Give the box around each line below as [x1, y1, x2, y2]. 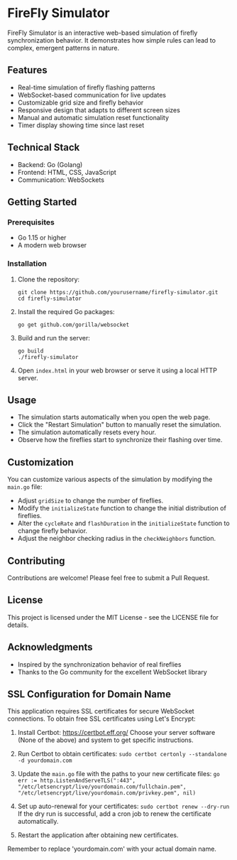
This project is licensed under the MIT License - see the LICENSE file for [7, 613, 219, 621]
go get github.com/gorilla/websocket [17, 321, 130, 328]
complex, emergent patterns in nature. [7, 43, 119, 52]
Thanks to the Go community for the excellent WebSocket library [17, 667, 207, 676]
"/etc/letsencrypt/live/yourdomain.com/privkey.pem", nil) [17, 790, 197, 797]
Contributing [7, 554, 65, 566]
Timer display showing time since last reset [17, 121, 145, 129]
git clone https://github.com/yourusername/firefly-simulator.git [17, 289, 219, 296]
